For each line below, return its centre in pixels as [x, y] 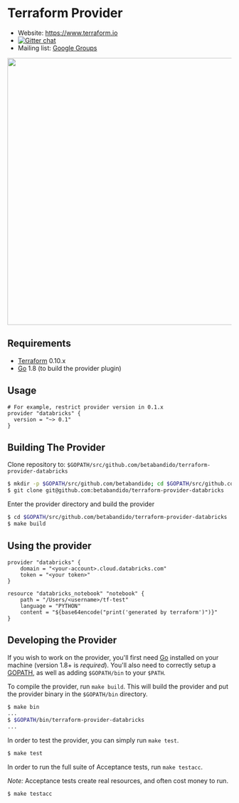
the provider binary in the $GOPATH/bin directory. [78, 694]
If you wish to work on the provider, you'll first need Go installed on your [113, 657]
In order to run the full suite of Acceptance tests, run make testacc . [105, 767]
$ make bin [23, 707]
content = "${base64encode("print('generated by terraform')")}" [119, 612]
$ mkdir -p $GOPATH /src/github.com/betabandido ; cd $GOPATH [99, 484]
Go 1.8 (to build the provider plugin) [70, 368]
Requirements [39, 343]
